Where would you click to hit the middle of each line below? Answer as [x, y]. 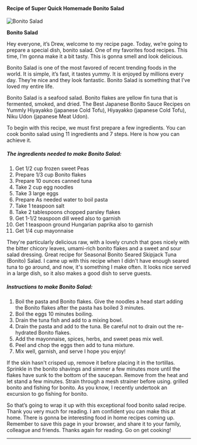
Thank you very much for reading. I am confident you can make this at [91, 412]
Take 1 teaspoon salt [40, 206]
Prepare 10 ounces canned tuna [53, 181]
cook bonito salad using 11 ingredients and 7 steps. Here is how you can [93, 134]
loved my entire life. [30, 86]
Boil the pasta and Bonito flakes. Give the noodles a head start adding [99, 301]
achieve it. [19, 140]
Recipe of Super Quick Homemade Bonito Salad [65, 8]
